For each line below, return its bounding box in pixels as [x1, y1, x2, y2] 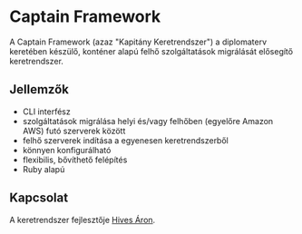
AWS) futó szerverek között [22, 125, 126, 136]
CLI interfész [22, 106, 71, 117]
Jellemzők [9, 82, 70, 97]
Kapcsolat [9, 190, 69, 206]
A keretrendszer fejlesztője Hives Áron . [9, 214, 156, 225]
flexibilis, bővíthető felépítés [22, 154, 128, 165]
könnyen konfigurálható [22, 144, 112, 155]
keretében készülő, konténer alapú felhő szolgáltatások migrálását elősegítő [9, 45, 293, 56]
